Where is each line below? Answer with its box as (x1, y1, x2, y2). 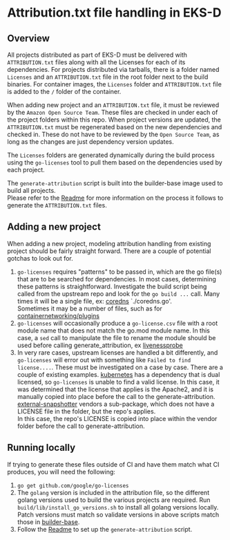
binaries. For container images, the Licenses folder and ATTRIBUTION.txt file (7, 80, 222, 88)
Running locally (7, 442, 76, 454)
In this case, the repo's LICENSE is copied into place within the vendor (17, 414, 218, 422)
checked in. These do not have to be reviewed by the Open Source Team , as (7, 130, 220, 138)
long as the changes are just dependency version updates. (7, 138, 174, 146)
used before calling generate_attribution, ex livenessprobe (17, 341, 183, 349)
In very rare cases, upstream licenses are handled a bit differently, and (17, 348, 218, 357)
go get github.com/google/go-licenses (17, 482, 129, 489)
